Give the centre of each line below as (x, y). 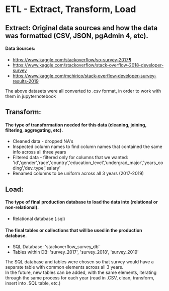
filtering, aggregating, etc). (34, 130)
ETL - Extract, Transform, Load (71, 9)
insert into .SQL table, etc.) (33, 283)
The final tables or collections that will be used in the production (74, 230)
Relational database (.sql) (39, 219)
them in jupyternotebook (31, 96)
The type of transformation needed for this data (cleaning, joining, (76, 125)
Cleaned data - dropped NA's (43, 141)
